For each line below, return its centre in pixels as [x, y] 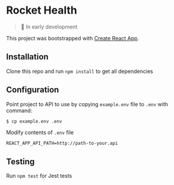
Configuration [33, 90]
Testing [20, 162]
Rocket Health [42, 10]
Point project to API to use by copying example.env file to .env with [87, 104]
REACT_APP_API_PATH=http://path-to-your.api [62, 143]
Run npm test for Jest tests [39, 176]
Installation [27, 57]
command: [19, 110]
